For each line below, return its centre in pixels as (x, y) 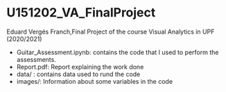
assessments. (36, 59)
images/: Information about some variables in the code (95, 81)
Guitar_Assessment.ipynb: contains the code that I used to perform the (118, 52)
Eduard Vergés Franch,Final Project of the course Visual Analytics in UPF (111, 32)
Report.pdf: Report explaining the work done (80, 67)
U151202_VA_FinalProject (81, 13)
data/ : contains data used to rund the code (78, 74)
